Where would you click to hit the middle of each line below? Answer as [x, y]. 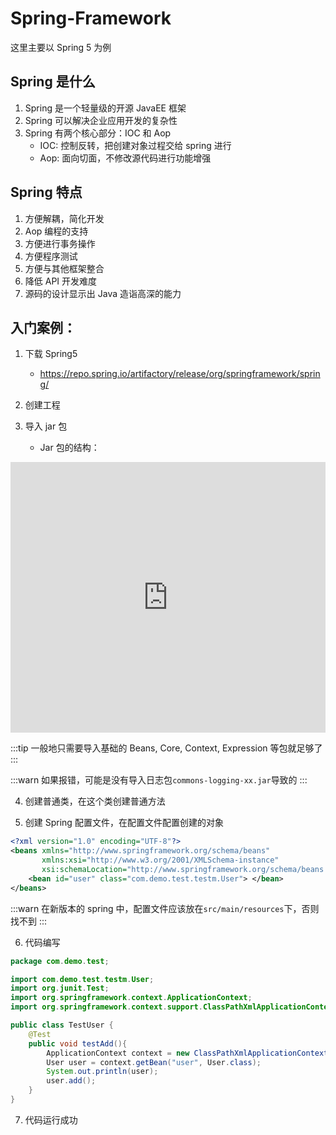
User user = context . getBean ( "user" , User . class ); [154, 1062]
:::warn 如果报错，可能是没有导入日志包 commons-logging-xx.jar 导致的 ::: [159, 780]
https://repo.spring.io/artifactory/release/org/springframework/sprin [180, 374]
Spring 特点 [46, 192]
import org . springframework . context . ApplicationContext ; [131, 998]
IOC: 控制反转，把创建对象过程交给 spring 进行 [135, 145]
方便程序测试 [51, 256]
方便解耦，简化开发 [64, 218]
